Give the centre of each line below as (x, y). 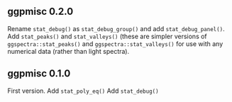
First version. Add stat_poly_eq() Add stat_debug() (83, 91)
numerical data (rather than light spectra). (68, 51)
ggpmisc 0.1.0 (39, 74)
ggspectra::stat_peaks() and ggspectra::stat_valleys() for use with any (115, 44)
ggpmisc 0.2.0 (40, 12)
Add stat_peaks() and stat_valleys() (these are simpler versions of (107, 36)
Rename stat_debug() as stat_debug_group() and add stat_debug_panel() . (116, 28)
